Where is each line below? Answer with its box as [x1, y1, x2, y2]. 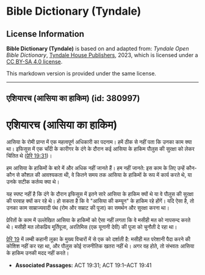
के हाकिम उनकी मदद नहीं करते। [6, 249, 69, 257]
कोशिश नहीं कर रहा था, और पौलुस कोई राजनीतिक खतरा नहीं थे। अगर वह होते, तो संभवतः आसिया [6, 243, 195, 250]
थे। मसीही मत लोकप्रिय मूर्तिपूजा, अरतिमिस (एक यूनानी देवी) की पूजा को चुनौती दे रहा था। [6, 224, 178, 231]
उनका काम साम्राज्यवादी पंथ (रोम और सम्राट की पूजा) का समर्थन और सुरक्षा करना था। [6, 204, 170, 212]
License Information [6, 29, 84, 39]
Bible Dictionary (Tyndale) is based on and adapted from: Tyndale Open [6, 45, 189, 52]
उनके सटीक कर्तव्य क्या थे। [6, 178, 60, 186]
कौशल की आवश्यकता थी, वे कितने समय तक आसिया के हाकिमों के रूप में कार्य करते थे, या [21, 171, 192, 179]
